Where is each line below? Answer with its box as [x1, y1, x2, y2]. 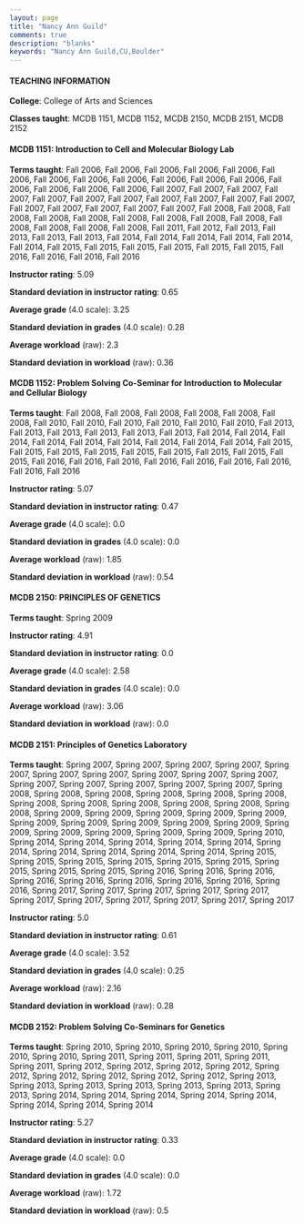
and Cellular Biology [9, 388, 88, 399]
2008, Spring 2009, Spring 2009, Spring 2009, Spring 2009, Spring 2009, [9, 807, 287, 819]
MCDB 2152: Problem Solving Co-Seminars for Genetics [9, 1021, 226, 1032]
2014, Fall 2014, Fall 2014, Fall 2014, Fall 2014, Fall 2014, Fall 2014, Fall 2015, [9, 436, 293, 447]
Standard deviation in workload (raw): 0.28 [9, 1000, 175, 1011]
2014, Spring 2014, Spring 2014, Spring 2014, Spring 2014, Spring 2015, [9, 846, 277, 857]
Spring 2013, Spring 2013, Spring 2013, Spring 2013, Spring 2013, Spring [9, 1080, 280, 1091]
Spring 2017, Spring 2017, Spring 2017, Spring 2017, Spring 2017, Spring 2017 [9, 895, 294, 905]
